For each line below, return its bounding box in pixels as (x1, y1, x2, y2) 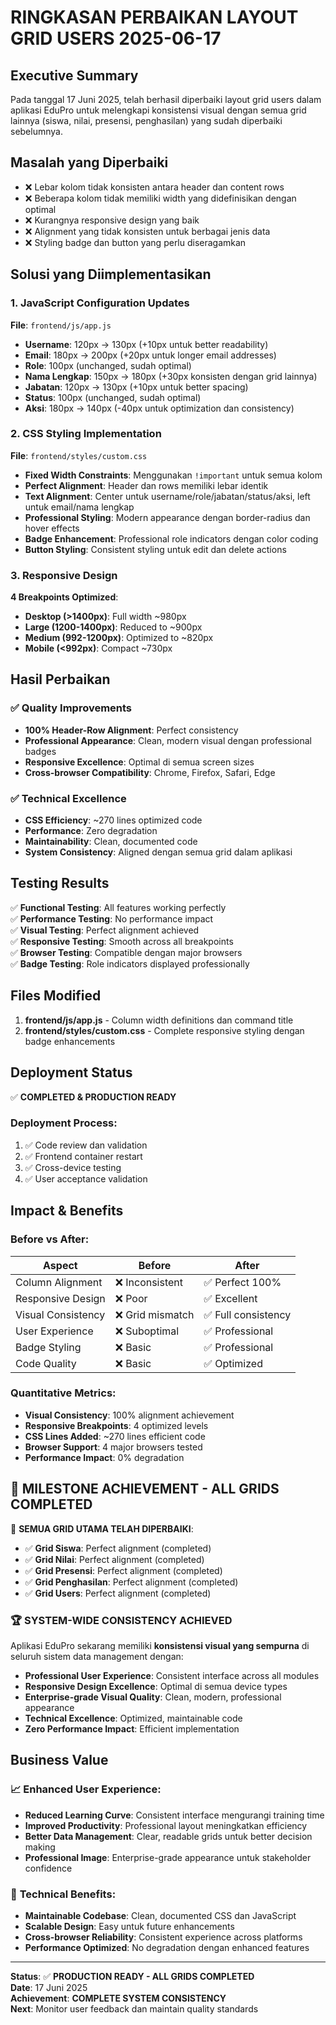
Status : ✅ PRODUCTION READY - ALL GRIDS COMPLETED (10, 1970, 255, 1982)
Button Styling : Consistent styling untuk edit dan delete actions (24, 543, 287, 555)
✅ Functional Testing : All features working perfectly (10, 901, 227, 913)
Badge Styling (15, 1340, 82, 1354)
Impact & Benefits (10, 1202, 124, 1220)
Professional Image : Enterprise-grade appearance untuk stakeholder (24, 1851, 312, 1863)
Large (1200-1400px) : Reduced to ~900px (24, 621, 203, 633)
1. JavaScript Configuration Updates (10, 296, 190, 310)
